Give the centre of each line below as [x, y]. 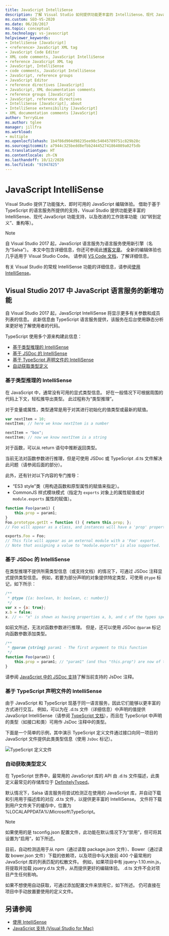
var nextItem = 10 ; [26, 419]
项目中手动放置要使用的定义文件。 [40, 892]
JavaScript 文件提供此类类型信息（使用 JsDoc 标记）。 [60, 739]
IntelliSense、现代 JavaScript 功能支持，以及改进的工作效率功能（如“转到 [81, 217]
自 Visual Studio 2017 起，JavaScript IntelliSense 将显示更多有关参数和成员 [83, 313]
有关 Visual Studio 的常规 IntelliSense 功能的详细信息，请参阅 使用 [73, 267]
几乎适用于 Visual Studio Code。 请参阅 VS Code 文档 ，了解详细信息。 [78, 256]
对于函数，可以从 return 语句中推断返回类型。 [52, 448]
